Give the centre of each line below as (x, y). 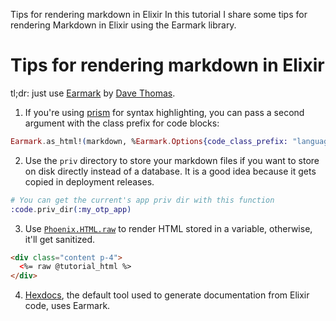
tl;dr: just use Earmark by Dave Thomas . (93, 93)
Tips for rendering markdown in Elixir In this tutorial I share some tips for (159, 14)
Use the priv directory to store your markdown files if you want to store (172, 160)
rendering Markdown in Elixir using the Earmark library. (123, 25)
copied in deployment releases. (89, 181)
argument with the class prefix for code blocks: (122, 123)
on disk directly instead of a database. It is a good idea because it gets (170, 171)
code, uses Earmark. (67, 306)
